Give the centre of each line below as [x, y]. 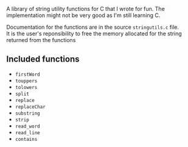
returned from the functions [41, 40]
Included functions [43, 59]
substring [28, 113]
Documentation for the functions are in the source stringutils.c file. [93, 27]
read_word [28, 126]
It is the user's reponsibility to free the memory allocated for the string [94, 34]
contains [26, 139]
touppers [26, 81]
